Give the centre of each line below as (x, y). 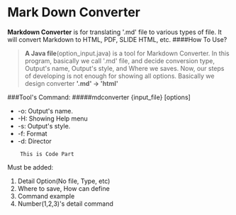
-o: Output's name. (45, 111)
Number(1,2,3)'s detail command (65, 204)
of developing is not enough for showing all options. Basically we (119, 76)
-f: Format (32, 133)
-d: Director (34, 141)
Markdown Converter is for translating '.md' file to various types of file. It (114, 32)
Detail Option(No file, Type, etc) (64, 181)
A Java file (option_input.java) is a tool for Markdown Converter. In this (127, 53)
